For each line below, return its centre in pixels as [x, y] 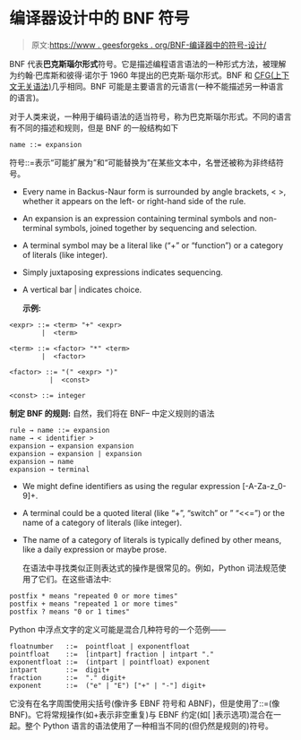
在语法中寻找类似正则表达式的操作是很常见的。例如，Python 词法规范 [150, 568]
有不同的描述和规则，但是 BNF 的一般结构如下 [94, 127]
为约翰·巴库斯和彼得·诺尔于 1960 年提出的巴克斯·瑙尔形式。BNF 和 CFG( [142, 75]
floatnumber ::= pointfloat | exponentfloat [100, 646]
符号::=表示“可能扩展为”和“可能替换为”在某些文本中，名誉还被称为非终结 [142, 162]
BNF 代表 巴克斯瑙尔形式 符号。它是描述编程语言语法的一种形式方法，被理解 [148, 64]
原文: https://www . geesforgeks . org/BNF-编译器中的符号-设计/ [149, 45]
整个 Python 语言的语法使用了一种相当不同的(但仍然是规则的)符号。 [149, 726]
